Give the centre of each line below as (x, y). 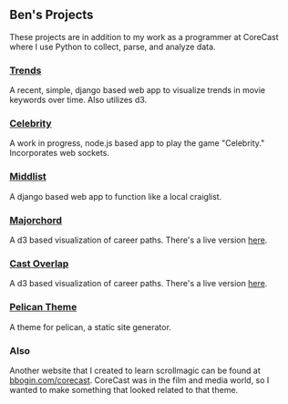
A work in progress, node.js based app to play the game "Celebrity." (137, 143)
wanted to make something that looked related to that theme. (124, 389)
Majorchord (36, 220)
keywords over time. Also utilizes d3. (78, 100)
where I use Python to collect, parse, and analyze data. (113, 47)
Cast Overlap (39, 264)
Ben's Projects (51, 15)
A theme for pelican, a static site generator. (90, 326)
